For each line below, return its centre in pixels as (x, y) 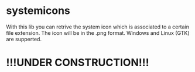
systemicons (38, 11)
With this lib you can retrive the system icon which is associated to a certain (97, 27)
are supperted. (24, 39)
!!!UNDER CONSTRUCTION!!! (78, 63)
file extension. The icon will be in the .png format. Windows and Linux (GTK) (98, 33)
